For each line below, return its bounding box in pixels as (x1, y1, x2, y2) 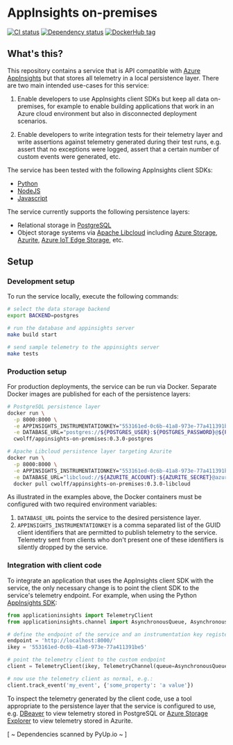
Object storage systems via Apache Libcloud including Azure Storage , (17, 228, 218, 237)
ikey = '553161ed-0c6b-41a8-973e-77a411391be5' (7, 644, 148, 651)
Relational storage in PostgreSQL (17, 221, 112, 229)
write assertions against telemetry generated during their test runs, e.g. (17, 137, 222, 146)
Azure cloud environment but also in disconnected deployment (17, 109, 198, 117)
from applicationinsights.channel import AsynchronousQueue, (7, 618, 188, 626)
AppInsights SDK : (7, 598, 58, 607)
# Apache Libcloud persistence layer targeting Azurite (7, 448, 172, 455)
